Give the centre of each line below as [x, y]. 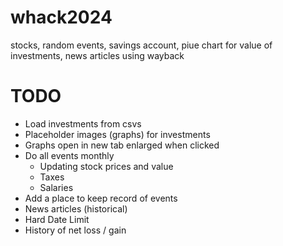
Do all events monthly [69, 155]
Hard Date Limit [57, 219]
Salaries [56, 187]
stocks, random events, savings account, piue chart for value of [141, 45]
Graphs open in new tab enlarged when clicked [122, 145]
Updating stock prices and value [106, 166]
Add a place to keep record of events [101, 198]
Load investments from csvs [83, 123]
